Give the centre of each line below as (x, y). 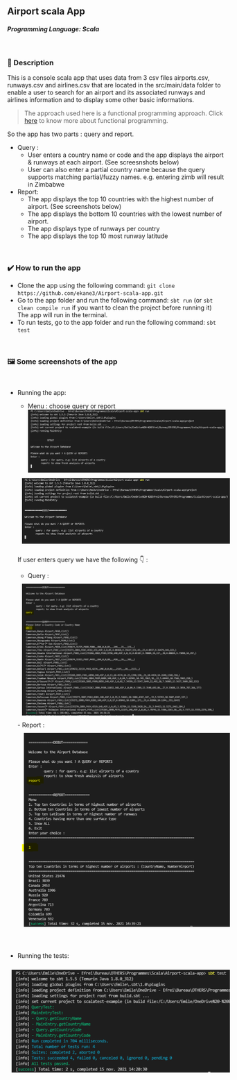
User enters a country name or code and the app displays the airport (125, 155)
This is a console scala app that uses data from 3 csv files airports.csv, (108, 77)
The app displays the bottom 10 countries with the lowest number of (125, 214)
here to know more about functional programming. (96, 120)
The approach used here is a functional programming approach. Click (123, 113)
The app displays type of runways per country (94, 228)
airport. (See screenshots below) (74, 206)
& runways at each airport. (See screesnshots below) (103, 162)
